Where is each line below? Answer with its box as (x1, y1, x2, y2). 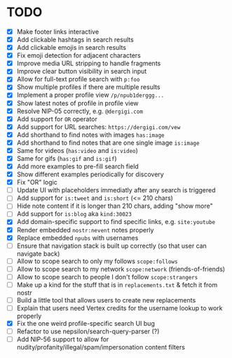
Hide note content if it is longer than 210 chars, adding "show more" (16, 201, 213, 211)
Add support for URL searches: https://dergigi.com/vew (16, 122, 181, 131)
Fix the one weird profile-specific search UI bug (16, 319, 155, 328)
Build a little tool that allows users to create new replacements (16, 296, 196, 304)
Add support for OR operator (16, 114, 97, 123)
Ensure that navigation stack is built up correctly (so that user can (16, 241, 207, 250)
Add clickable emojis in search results (16, 44, 127, 52)
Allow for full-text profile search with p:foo (16, 75, 140, 84)
